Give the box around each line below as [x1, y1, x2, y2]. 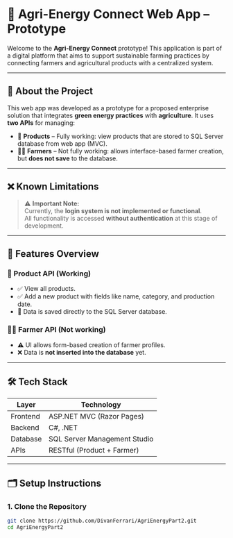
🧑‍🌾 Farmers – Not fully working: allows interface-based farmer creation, [17, 146, 224, 155]
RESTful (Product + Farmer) [48, 446, 139, 455]
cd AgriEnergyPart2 [7, 523, 64, 530]
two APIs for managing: [7, 118, 75, 127]
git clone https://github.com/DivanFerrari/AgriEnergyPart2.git [7, 517, 197, 525]
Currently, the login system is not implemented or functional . [24, 206, 202, 215]
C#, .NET [48, 423, 78, 432]
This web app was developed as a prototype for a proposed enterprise [7, 103, 209, 112]
